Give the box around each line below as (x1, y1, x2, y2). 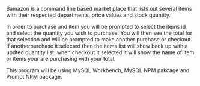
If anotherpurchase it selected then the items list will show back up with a (6, 42, 188, 49)
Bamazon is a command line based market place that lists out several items (6, 5, 192, 12)
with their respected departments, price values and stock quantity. (6, 11, 171, 19)
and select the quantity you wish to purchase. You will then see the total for (6, 29, 193, 37)
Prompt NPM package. (6, 73, 62, 80)
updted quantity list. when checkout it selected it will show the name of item (6, 49, 195, 56)
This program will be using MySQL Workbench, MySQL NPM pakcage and (6, 67, 190, 74)
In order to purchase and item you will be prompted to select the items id (6, 23, 186, 30)
